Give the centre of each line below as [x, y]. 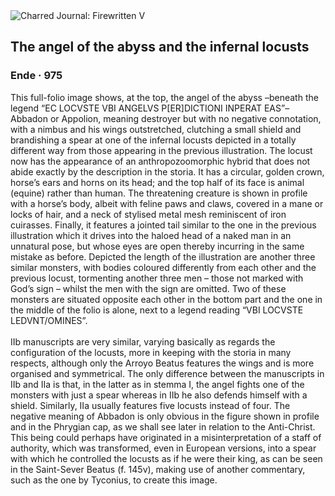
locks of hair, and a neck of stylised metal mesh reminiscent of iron [148, 214]
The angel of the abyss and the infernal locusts [160, 47]
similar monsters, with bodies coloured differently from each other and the [163, 267]
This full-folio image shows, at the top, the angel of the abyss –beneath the [164, 97]
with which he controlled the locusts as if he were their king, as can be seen [166, 458]
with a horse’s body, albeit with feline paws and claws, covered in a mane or [167, 203]
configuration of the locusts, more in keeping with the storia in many [151, 352]
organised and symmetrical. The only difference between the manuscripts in [167, 373]
